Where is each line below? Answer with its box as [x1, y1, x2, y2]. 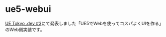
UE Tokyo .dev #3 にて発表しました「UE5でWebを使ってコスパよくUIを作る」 [5, 20, 162, 26]
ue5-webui [5, 3, 51, 15]
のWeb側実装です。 [5, 26, 45, 33]
